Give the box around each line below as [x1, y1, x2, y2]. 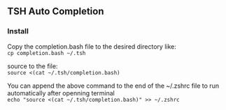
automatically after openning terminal [7, 88, 115, 97]
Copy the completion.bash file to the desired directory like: [7, 42, 176, 51]
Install [7, 26, 29, 36]
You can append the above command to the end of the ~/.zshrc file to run [7, 81, 219, 90]
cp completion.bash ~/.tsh [7, 49, 86, 56]
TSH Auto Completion [7, 6, 104, 17]
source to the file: [7, 62, 58, 70]
